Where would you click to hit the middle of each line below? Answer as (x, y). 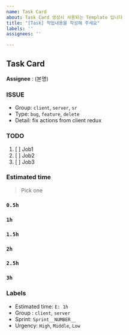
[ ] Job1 (24, 149)
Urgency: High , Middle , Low (47, 325)
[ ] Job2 (25, 155)
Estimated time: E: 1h (41, 306)
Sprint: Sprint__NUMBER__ (45, 319)
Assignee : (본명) (27, 79)
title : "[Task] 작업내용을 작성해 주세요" (53, 23)
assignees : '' (24, 34)
